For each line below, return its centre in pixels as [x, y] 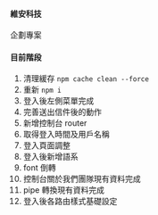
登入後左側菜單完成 [58, 101]
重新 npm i [42, 90]
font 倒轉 [39, 168]
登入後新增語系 [50, 157]
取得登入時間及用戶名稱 [66, 135]
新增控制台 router [55, 123]
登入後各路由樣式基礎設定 [70, 202]
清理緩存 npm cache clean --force [86, 79]
